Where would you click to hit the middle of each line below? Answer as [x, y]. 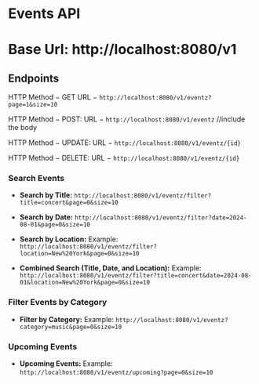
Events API [44, 14]
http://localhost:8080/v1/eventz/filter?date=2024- [161, 218]
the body [23, 128]
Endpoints [34, 78]
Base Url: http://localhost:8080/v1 [122, 50]
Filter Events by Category [58, 302]
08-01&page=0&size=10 [55, 225]
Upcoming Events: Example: [66, 364]
